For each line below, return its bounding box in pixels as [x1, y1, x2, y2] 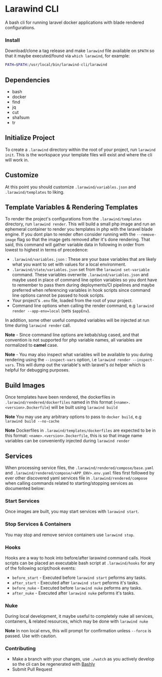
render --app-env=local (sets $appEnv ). [12, 308, 91, 314]
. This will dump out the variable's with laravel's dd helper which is [14, 362, 146, 368]
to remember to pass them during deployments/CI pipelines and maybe [12, 282, 155, 288]
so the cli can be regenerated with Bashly [12, 661, 96, 667]
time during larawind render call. [5, 322, 71, 328]
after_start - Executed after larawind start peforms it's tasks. [12, 579, 140, 586]
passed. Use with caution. [5, 633, 57, 639]
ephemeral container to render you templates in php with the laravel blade [5, 226, 153, 232]
